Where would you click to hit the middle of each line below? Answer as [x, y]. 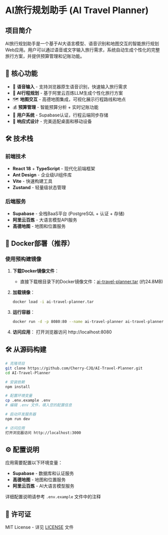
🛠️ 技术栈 [19, 139]
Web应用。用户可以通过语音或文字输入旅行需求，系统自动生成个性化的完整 [82, 50]
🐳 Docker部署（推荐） [39, 244]
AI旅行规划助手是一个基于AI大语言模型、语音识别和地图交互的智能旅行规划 [82, 44]
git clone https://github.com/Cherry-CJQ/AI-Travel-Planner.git [74, 368]
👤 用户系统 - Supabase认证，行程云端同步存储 [60, 115]
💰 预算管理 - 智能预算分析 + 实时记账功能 [56, 107]
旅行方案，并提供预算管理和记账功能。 [45, 56]
